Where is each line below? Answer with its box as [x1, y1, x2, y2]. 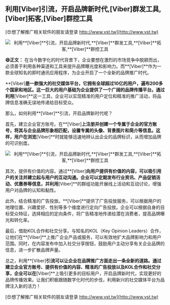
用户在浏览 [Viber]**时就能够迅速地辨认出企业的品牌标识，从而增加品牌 [14, 134, 162, 140]
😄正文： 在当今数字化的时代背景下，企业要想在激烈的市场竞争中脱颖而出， [5, 56, 162, 63]
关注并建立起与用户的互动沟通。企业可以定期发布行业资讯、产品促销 [14, 174, 156, 180]
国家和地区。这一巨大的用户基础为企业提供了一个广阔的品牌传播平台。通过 [9, 86, 165, 93]
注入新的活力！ [9, 283, 41, 289]
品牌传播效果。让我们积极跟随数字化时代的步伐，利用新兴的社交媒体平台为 [5, 277, 160, 283]
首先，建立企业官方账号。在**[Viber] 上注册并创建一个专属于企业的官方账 [5, 121, 157, 127]
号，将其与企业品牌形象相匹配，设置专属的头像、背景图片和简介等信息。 [5, 127, 156, 133]
